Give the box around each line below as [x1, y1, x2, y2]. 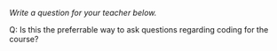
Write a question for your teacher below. [9, 8, 157, 18]
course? [9, 34, 39, 44]
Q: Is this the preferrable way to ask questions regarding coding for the [9, 25, 269, 34]
